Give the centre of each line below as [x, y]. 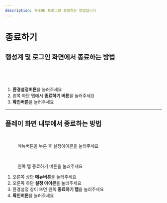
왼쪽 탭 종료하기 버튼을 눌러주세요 [50, 166]
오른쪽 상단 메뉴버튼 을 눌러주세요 [44, 177]
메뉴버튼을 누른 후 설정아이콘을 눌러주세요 [58, 146]
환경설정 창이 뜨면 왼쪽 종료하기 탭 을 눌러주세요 [58, 190]
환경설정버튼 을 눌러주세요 [37, 89]
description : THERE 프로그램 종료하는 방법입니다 [51, 10]
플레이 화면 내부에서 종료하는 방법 [53, 124]
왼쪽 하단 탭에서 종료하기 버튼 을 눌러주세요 [53, 96]
